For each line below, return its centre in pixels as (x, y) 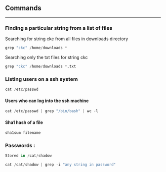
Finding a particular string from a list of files (59, 28)
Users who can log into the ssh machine (47, 101)
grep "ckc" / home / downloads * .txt (41, 66)
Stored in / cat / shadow (28, 156)
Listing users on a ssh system (41, 79)
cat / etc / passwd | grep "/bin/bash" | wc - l (52, 111)
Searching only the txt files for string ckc (46, 57)
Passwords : (20, 146)
